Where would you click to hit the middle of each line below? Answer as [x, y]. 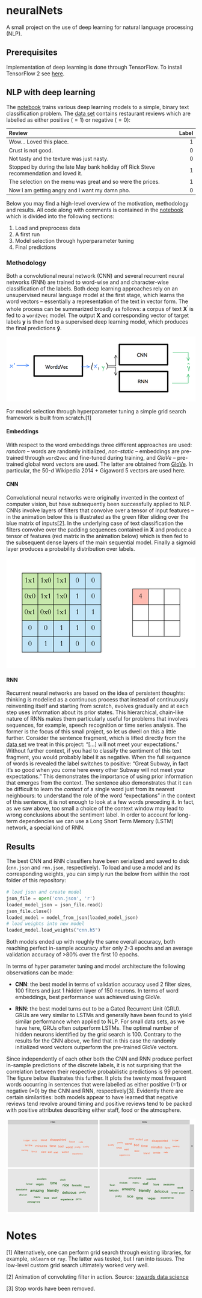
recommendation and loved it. [46, 174]
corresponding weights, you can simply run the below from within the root [98, 874]
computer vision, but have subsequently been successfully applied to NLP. [99, 504]
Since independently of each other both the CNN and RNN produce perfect [99, 1059]
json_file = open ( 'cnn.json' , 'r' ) [51, 898]
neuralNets [35, 11]
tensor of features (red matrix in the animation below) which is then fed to [97, 536]
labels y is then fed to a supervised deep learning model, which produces [97, 322]
